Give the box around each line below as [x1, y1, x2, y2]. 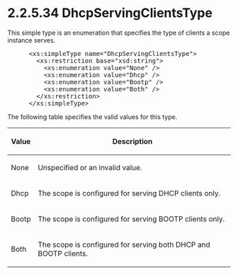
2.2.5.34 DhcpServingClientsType [7, 5, 212, 21]
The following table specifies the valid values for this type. [7, 112, 178, 121]
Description [112, 136, 153, 146]
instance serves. [7, 35, 56, 44]
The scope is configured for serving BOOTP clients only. [38, 214, 225, 224]
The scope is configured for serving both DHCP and [38, 240, 210, 249]
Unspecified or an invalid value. [38, 162, 143, 172]
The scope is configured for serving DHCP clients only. [38, 188, 221, 198]
